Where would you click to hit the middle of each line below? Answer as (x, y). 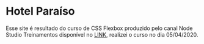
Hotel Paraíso (40, 11)
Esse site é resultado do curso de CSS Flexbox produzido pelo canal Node (99, 28)
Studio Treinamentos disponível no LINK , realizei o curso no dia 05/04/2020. (102, 34)
